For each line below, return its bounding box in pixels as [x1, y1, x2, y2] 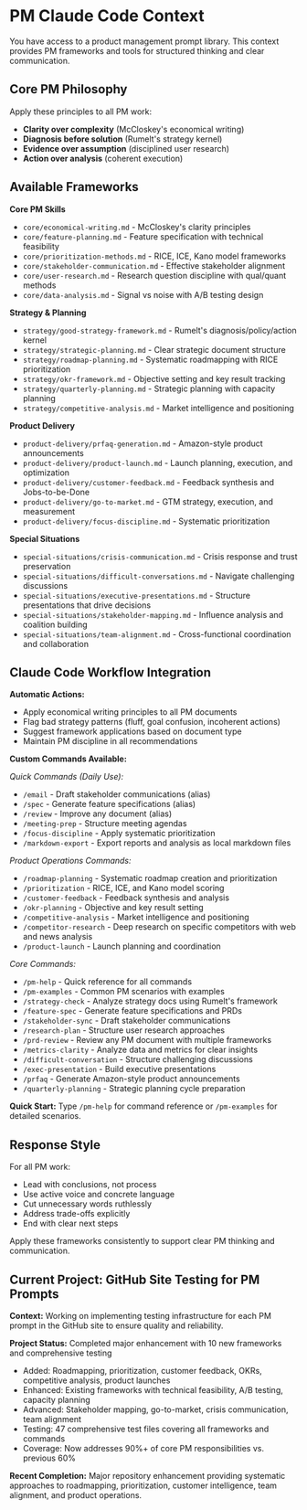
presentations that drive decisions [22, 600, 152, 611]
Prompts [9, 1286, 59, 1302]
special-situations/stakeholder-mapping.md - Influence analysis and [22, 609, 284, 620]
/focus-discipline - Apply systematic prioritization [22, 828, 216, 839]
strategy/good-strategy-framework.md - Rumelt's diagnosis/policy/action [22, 324, 297, 335]
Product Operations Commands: [9, 856, 132, 867]
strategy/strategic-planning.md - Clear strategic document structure [22, 344, 286, 355]
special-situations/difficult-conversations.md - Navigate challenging [22, 570, 295, 581]
